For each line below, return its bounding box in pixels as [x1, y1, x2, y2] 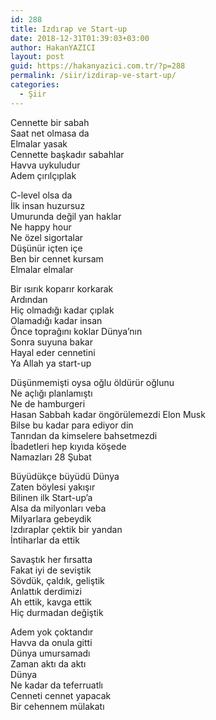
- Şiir [19, 89, 47, 99]
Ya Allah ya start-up [10, 357, 92, 369]
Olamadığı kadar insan [10, 314, 103, 326]
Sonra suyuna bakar [10, 336, 93, 348]
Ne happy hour [10, 221, 72, 233]
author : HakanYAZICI [10, 42, 97, 53]
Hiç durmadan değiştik [10, 606, 104, 618]
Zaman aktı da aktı [10, 657, 87, 670]
